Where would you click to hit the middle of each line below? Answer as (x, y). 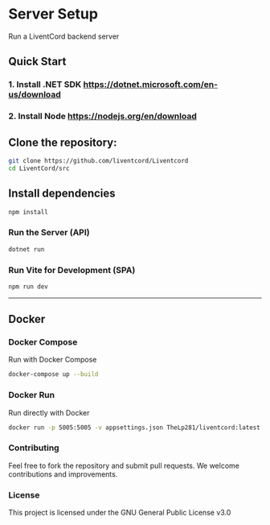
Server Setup (53, 14)
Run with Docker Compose (53, 360)
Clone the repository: (63, 142)
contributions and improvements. (63, 474)
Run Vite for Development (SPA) (72, 270)
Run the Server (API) (49, 233)
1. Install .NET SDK (45, 85)
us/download (35, 95)
